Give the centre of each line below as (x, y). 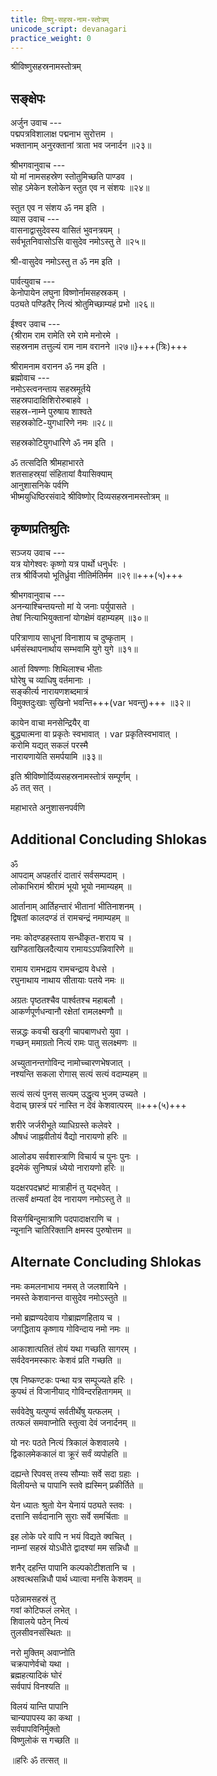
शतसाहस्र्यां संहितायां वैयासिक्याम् (61, 474)
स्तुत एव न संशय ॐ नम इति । (58, 208)
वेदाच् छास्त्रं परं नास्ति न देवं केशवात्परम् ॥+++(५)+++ (98, 1105)
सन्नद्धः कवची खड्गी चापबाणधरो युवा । (70, 1031)
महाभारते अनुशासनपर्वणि (48, 807)
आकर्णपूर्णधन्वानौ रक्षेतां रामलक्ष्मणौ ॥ (66, 1011)
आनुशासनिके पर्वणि (40, 485)
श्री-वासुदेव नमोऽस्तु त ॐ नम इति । (66, 262)
